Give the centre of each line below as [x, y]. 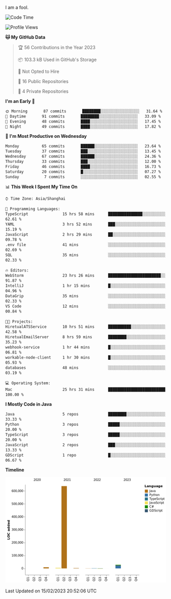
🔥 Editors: [17, 271]
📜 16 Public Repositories [43, 81]
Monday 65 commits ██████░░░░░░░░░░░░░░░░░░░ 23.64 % [83, 146]
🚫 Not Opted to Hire [39, 71]
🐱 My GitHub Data [26, 37]
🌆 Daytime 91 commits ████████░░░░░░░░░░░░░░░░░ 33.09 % [83, 116]
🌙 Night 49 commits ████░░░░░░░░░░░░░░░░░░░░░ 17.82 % [83, 127]
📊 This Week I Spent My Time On [41, 187]
